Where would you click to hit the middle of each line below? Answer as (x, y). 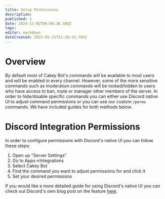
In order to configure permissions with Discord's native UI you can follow (79, 140)
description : (19, 14)
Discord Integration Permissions (73, 127)
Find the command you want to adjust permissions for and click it (79, 171)
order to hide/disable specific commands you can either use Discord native (82, 96)
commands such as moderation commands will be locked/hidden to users (80, 86)
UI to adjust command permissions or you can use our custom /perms (76, 101)
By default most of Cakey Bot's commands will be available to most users (80, 75)
